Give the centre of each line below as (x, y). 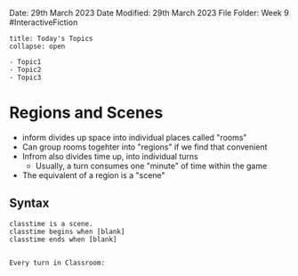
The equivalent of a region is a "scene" (94, 175)
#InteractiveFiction (44, 22)
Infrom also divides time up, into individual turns (110, 156)
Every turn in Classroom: (57, 263)
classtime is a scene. (51, 223)
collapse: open (37, 46)
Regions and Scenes (86, 113)
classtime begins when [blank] (67, 231)
